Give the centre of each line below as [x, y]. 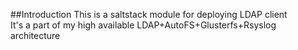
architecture [35, 35]
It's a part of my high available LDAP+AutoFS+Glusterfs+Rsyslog [143, 25]
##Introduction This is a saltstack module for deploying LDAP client [149, 14]
